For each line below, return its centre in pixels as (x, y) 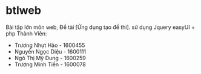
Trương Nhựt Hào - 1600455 (50, 45)
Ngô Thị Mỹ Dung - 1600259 (50, 58)
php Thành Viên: (26, 33)
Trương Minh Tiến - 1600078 (50, 64)
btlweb (24, 11)
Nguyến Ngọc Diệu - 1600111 (50, 51)
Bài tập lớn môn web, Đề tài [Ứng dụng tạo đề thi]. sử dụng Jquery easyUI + (100, 27)
